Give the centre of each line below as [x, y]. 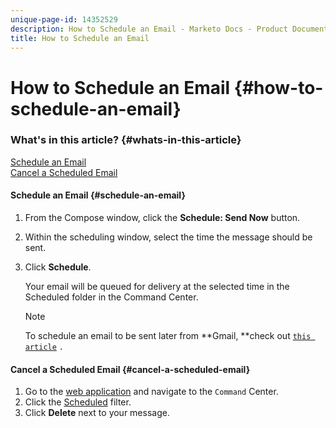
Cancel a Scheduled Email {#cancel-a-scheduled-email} [130, 369]
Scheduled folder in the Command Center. [111, 297]
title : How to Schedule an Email [80, 38]
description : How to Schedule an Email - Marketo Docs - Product [149, 29]
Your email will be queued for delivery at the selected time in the [157, 287]
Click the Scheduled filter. [78, 402]
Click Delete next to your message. [97, 413]
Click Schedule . [58, 267]
